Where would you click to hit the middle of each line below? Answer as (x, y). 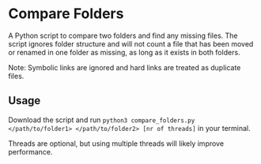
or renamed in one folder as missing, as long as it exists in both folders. (124, 52)
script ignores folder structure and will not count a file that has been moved (131, 43)
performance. (30, 151)
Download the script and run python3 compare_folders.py (102, 120)
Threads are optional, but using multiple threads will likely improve (116, 143)
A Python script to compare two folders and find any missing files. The (123, 35)
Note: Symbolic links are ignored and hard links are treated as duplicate (125, 67)
